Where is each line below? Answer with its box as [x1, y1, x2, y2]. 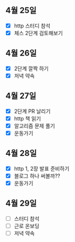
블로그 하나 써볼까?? [13, 172, 61, 179]
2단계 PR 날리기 [13, 108, 51, 115]
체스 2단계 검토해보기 [13, 29, 63, 36]
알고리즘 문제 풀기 [13, 122, 55, 129]
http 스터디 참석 [13, 22, 51, 29]
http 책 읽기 [13, 115, 42, 122]
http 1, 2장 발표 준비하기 [13, 165, 70, 172]
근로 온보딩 [13, 222, 40, 229]
